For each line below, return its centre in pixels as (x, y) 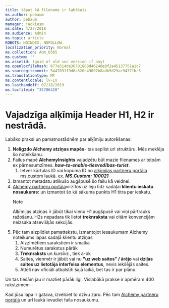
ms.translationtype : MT (30, 76)
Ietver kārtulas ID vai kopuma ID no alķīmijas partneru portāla (83, 171)
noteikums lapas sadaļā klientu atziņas (52, 237)
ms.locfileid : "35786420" (32, 90)
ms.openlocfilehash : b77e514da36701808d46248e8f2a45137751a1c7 (73, 66)
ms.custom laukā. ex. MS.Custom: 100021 (64, 176)
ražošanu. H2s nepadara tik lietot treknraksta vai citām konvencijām (83, 217)
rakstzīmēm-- (19, 285)
